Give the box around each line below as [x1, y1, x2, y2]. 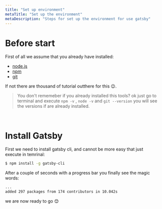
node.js [12, 63, 28, 69]
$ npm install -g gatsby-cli [5, 161, 65, 166]
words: [5, 175, 19, 181]
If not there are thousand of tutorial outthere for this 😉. [5, 83, 117, 89]
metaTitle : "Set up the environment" [5, 12, 83, 17]
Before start [5, 37, 55, 49]
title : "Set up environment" [5, 7, 65, 12]
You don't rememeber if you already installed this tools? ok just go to [17, 93, 157, 99]
